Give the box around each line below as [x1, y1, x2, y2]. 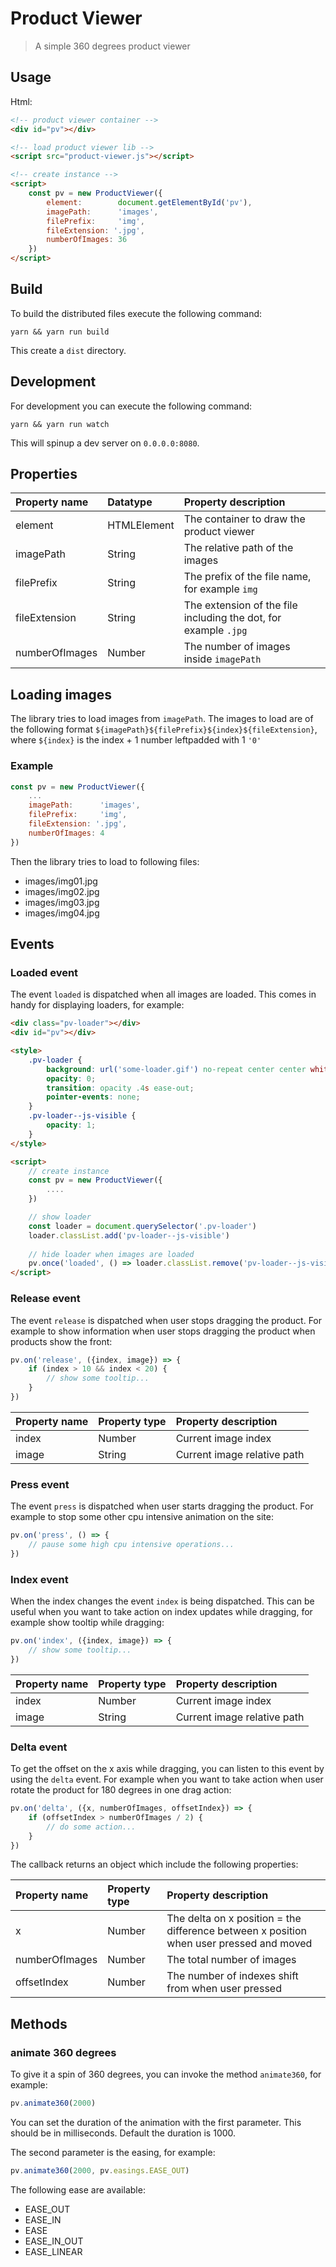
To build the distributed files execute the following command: [10, 307, 263, 319]
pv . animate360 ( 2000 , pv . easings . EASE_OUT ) [10, 2165, 190, 2176]
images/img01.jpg [24, 875, 98, 887]
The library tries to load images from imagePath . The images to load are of [10, 713, 314, 725]
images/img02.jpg [24, 885, 100, 897]
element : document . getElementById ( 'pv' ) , [46, 197, 253, 207]
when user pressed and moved [166, 1937, 313, 1951]
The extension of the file [183, 598, 298, 612]
